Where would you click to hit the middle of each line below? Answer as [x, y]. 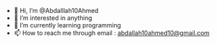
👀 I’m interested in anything [53, 18]
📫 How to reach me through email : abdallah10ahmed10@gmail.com [112, 33]
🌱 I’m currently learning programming [67, 25]
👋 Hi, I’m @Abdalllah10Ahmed [56, 11]
